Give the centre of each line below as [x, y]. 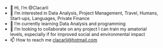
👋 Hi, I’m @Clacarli [29, 8]
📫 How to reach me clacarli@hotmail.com [54, 40]
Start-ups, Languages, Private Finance [50, 18]
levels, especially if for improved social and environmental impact [77, 34]
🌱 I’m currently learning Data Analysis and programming [68, 23]
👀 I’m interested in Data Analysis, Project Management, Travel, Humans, [84, 13]
